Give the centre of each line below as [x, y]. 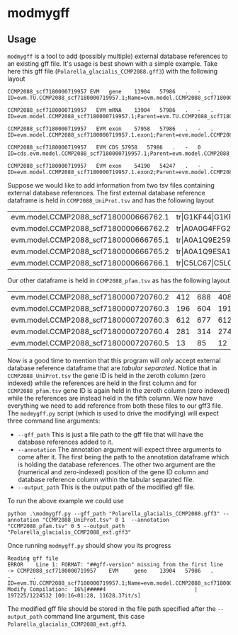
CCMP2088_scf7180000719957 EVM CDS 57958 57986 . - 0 [104, 147]
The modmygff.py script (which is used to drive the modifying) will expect [113, 413]
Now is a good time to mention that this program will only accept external [114, 360]
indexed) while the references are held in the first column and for [102, 383]
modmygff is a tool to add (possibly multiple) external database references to [118, 56]
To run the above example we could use [66, 501]
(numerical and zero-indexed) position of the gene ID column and [113, 472]
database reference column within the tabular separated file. [106, 480]
